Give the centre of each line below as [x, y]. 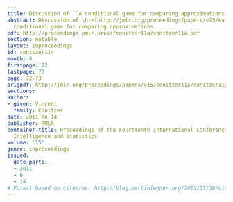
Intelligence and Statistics [55, 136]
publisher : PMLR [31, 123]
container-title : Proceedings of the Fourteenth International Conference [118, 130]
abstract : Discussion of [43, 20]
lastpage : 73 [26, 71]
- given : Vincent [32, 104]
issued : [18, 156]
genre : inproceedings [38, 149]
